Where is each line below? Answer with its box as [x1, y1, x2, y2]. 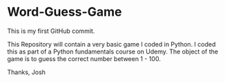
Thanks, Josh [7, 68, 46, 76]
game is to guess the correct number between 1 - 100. [7, 54, 161, 62]
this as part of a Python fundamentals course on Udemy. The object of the [7, 47, 219, 56]
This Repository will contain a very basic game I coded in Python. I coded [7, 40, 216, 48]
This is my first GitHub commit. [7, 27, 95, 35]
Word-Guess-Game [7, 4, 122, 20]
